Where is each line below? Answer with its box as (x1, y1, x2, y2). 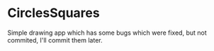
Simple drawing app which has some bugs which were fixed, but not (7, 28, 207, 37)
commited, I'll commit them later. (7, 35, 103, 44)
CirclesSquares (7, 5, 101, 21)
